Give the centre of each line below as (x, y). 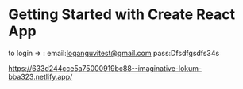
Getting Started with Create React (122, 15)
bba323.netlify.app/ (40, 76)
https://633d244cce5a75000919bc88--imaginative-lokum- (105, 68)
